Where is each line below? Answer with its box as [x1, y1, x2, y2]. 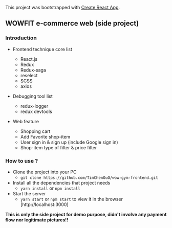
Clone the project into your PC [12, 169, 77, 175]
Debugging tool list [12, 93, 53, 99]
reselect [20, 72, 38, 78]
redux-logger [20, 103, 49, 109]
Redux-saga [20, 66, 46, 73]
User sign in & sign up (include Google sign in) [20, 139, 119, 145]
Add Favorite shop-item [20, 133, 71, 140]
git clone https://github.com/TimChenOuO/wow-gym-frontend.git [20, 175, 159, 180]
